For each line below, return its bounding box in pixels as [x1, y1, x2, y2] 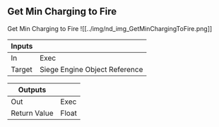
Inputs [11, 41, 33, 51]
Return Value [11, 108, 54, 118]
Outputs [18, 85, 47, 95]
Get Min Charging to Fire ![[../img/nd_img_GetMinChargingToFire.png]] [7, 24, 213, 32]
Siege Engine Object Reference [40, 64, 143, 74]
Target [11, 64, 33, 74]
